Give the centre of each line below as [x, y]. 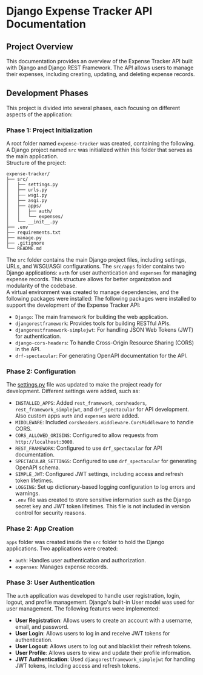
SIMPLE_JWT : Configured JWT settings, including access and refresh [99, 474]
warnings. [28, 494]
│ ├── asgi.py [27, 201]
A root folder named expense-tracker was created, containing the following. [101, 144]
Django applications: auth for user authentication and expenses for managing [101, 273]
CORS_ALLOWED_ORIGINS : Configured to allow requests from [87, 435]
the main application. [32, 156]
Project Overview [40, 47]
